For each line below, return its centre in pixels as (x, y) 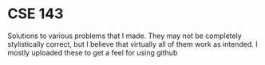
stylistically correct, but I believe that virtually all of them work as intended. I (132, 44)
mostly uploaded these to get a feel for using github (93, 52)
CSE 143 (36, 14)
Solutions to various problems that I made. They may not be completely (125, 36)
